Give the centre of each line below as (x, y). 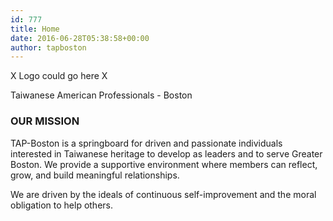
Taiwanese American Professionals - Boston (101, 95)
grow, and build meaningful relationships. (95, 175)
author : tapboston (48, 47)
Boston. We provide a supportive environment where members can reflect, (164, 164)
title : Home (35, 29)
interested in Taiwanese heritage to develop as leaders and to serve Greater (166, 153)
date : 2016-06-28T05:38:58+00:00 (80, 38)
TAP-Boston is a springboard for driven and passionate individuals (146, 143)
